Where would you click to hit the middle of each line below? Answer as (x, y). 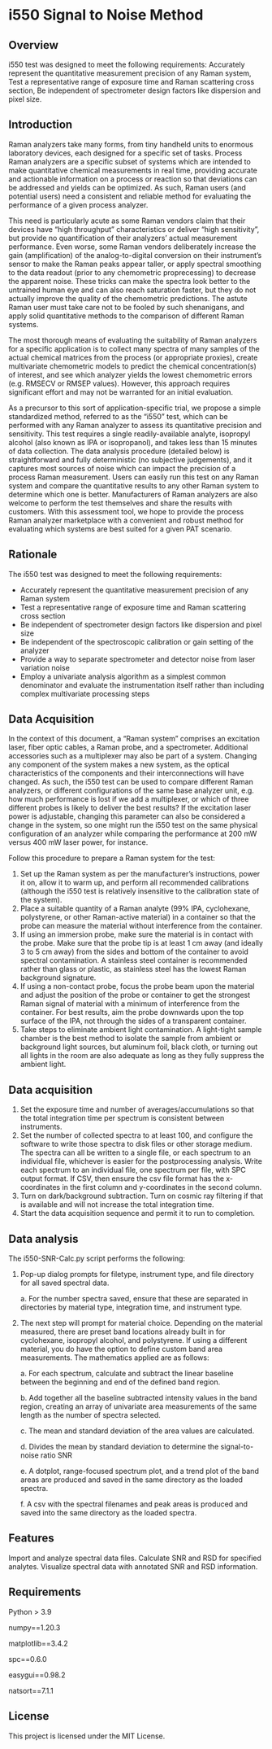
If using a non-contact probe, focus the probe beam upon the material (137, 986)
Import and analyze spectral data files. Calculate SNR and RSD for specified (135, 1558)
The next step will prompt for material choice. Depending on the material (141, 1323)
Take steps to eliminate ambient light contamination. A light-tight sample (141, 1030)
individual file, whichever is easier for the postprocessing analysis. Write (141, 1161)
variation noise (45, 667)
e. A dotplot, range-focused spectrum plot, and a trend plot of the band (140, 1471)
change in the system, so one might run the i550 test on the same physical (133, 825)
